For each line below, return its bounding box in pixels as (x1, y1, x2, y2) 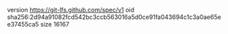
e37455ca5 (7, 20, 39, 28)
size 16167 (40, 20, 70, 28)
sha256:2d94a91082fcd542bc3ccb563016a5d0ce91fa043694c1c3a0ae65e (7, 13, 221, 21)
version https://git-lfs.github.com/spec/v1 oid (7, 6, 135, 14)
